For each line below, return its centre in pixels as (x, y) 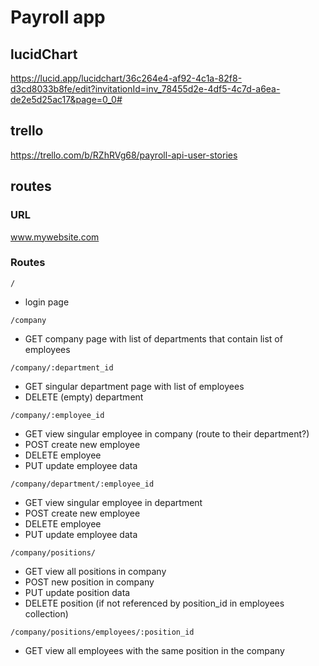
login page (47, 302)
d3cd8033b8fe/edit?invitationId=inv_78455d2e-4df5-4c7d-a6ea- (145, 89)
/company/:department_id (62, 367)
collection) (46, 613)
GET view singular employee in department (113, 502)
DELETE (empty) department (84, 397)
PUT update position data (77, 592)
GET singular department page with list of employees (134, 386)
